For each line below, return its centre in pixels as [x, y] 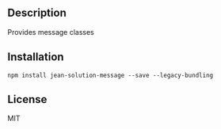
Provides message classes [51, 32]
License [27, 99]
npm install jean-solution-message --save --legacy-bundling [110, 75]
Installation [36, 57]
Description [37, 13]
